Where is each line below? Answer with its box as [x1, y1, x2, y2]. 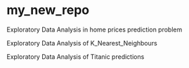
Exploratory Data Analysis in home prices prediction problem [6, 25, 183, 34]
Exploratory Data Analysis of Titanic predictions [6, 52, 145, 61]
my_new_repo [6, 2, 90, 18]
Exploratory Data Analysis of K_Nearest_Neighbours [6, 39, 157, 47]
